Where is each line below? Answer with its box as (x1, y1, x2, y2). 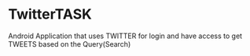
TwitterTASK (8, 5, 92, 23)
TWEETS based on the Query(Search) (8, 39, 131, 48)
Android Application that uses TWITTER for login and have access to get (8, 31, 242, 40)
